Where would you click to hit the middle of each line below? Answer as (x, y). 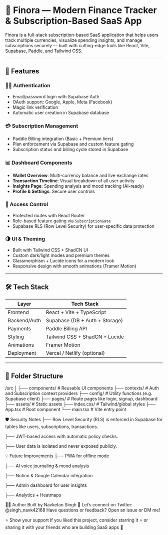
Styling (16, 337)
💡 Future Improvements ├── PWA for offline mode (57, 456)
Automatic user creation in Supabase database (60, 112)
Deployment (22, 353)
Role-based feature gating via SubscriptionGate (61, 221)
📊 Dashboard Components (39, 163)
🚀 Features (22, 72)
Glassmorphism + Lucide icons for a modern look (63, 260)
